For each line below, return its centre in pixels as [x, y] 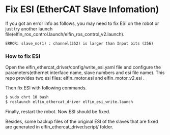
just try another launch [29, 28]
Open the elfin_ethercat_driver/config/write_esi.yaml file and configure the [83, 68]
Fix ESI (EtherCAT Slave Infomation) [82, 9]
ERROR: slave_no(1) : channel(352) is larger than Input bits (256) [79, 43]
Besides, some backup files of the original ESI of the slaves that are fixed [82, 121]
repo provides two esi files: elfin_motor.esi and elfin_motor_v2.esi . [75, 78]
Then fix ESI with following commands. [46, 88]
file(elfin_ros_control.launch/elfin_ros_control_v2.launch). [65, 34]
